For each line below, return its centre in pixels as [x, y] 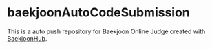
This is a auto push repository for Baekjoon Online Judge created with [106, 31]
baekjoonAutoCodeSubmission [99, 13]
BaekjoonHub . [27, 38]
